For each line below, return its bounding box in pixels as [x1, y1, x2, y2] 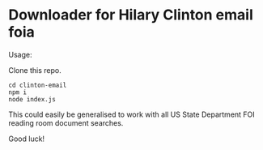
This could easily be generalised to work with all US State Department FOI [8, 109, 255, 119]
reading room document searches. [8, 118, 124, 127]
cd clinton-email [8, 81, 67, 89]
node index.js [8, 95, 57, 103]
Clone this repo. [8, 65, 62, 75]
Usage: [8, 49, 32, 59]
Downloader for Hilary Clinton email [8, 6, 253, 24]
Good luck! [8, 134, 45, 144]
